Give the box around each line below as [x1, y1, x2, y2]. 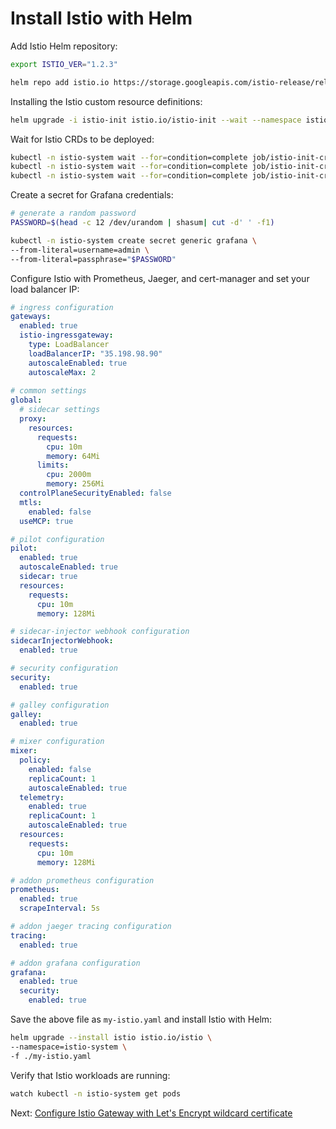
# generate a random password [10, 208, 137, 219]
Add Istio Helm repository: [10, 40, 118, 52]
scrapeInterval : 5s [19, 903, 101, 914]
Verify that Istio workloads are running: [10, 1069, 171, 1081]
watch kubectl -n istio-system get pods [10, 1088, 182, 1099]
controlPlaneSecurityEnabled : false [19, 488, 172, 499]
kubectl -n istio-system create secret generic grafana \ [10, 235, 257, 246]
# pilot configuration [10, 534, 105, 544]
